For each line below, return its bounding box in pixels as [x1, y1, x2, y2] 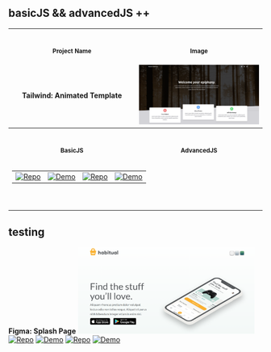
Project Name [52, 48, 92, 56]
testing [8, 225, 45, 239]
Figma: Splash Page [8, 326, 77, 336]
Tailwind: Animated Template [21, 90, 123, 100]
